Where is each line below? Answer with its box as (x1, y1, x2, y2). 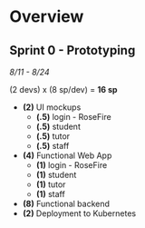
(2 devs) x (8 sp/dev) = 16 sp (9, 84, 118, 94)
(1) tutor (35, 179, 66, 190)
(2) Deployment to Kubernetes (22, 208, 137, 219)
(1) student (35, 170, 77, 180)
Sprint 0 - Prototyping (9, 43, 136, 58)
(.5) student (35, 121, 82, 132)
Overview (9, 6, 84, 27)
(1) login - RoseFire (35, 160, 108, 170)
